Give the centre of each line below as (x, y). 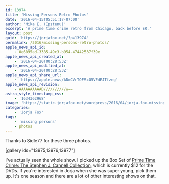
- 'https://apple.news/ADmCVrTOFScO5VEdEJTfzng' (66, 80)
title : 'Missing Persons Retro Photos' (47, 15)
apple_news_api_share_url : (33, 75)
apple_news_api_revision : (32, 84)
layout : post (19, 33)
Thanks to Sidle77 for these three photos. (48, 140)
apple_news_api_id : (26, 47)
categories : (18, 108)
